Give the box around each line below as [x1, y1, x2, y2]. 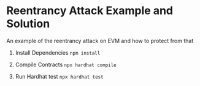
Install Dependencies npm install [15, 49, 101, 56]
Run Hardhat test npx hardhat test [15, 72, 104, 80]
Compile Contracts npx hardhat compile [15, 61, 117, 68]
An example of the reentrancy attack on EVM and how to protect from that [6, 37, 194, 44]
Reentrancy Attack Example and [6, 4, 174, 18]
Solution [6, 17, 50, 31]
